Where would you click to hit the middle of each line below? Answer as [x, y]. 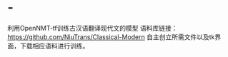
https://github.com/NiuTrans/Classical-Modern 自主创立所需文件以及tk [111, 37]
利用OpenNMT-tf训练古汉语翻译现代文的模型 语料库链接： [93, 28]
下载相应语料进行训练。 [54, 46]
